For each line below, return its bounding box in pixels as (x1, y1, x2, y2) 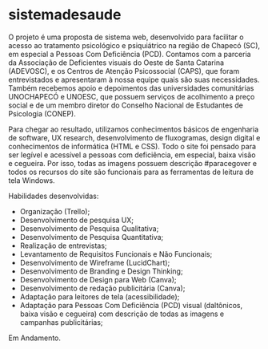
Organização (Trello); (19, 206, 90, 216)
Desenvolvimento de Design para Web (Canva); (19, 274, 178, 284)
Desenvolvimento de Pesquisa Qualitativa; (19, 223, 159, 233)
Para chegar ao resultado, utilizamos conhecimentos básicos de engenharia (8, 124, 259, 134)
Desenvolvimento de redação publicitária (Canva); (19, 283, 186, 293)
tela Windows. (8, 175, 55, 185)
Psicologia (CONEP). (8, 108, 76, 118)
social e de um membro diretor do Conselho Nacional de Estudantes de (8, 100, 244, 110)
